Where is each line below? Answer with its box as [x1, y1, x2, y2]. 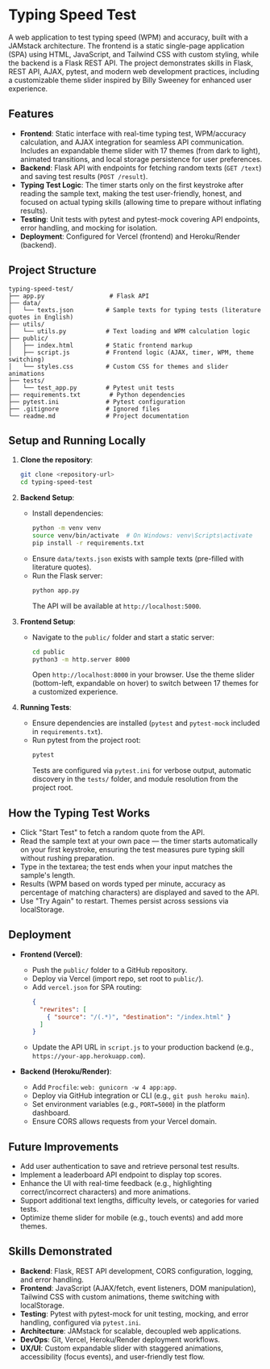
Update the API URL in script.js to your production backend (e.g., [31, 1042, 254, 1052]
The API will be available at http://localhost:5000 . [31, 601, 201, 611]
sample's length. [19, 870, 76, 880]
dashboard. [31, 1108, 71, 1118]
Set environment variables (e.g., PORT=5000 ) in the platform [31, 1100, 226, 1109]
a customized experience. [31, 687, 118, 697]
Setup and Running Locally [8, 433, 147, 447]
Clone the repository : [19, 455, 93, 465]
